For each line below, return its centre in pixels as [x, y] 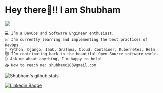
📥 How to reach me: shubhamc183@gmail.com [51, 65]
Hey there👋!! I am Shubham [63, 10]
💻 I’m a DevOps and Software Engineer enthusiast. [60, 33]
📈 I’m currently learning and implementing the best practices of [76, 39]
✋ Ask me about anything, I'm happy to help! [54, 59]
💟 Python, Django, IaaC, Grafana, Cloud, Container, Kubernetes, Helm [80, 49]
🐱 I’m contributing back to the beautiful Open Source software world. [82, 54]
